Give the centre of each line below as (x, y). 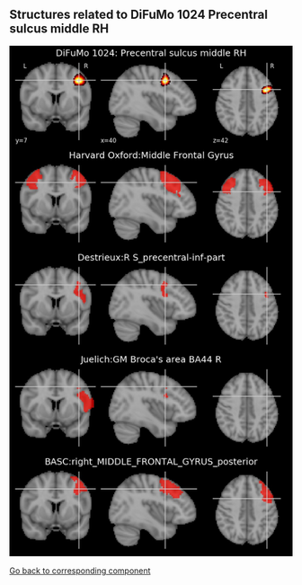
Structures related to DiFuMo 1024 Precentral (138, 15)
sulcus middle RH (59, 29)
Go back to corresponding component (80, 571)
